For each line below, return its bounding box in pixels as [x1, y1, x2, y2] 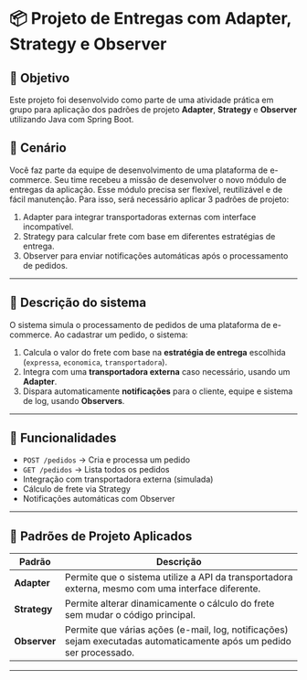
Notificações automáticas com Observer [22, 494, 175, 505]
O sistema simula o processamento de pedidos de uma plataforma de [9, 319, 271, 330]
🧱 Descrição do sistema [9, 295, 147, 311]
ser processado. [65, 646, 135, 659]
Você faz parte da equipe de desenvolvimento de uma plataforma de [9, 165, 268, 175]
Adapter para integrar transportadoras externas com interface [22, 211, 257, 222]
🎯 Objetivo [9, 70, 70, 86]
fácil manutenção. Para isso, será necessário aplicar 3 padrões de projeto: [9, 194, 290, 205]
